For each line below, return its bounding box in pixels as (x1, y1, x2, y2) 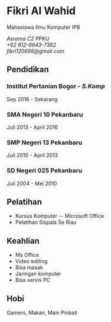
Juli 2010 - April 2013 (6, 152, 58, 159)
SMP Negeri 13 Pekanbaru (6, 138, 83, 147)
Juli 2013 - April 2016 (6, 124, 58, 131)
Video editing (15, 258, 48, 265)
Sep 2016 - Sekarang (6, 95, 58, 102)
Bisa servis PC (15, 277, 51, 284)
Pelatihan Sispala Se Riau (15, 219, 77, 226)
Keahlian (6, 235, 40, 245)
